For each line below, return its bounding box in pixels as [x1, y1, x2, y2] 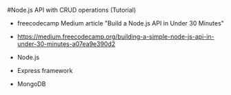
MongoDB [17, 80, 46, 88]
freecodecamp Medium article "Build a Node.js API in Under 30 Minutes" [17, 19, 224, 27]
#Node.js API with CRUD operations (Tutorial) [7, 6, 137, 14]
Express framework [17, 67, 73, 74]
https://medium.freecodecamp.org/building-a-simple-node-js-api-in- [17, 32, 215, 41]
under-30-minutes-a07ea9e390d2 [17, 40, 116, 47]
